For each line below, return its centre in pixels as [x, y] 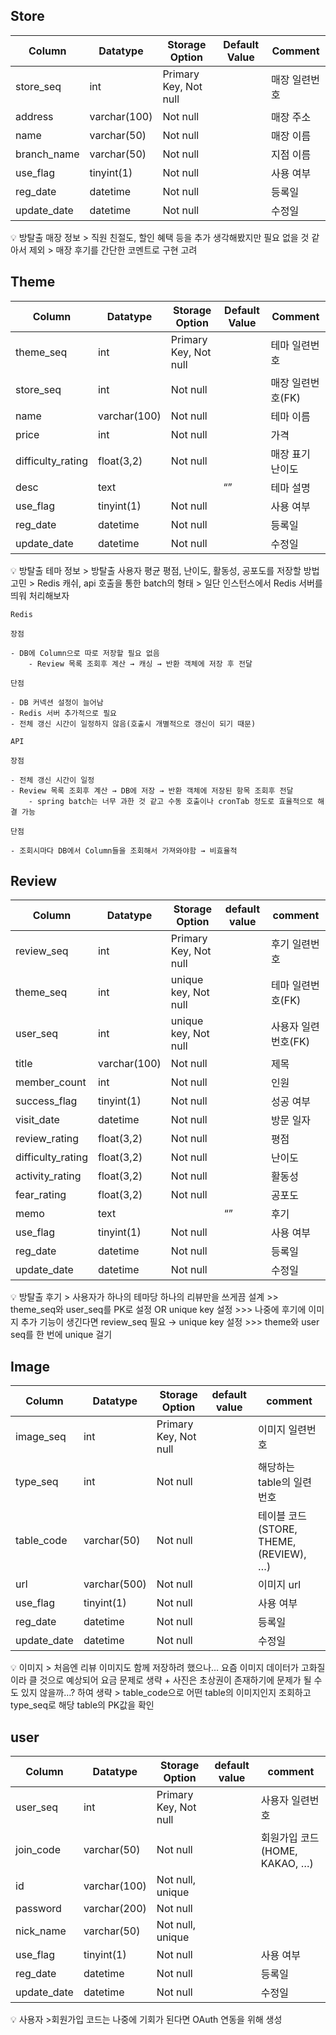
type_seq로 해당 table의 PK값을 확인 [82, 1705]
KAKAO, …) [287, 1864]
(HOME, [279, 1851]
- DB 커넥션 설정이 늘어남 [57, 702]
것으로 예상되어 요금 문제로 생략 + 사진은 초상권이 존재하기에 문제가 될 [175, 1680]
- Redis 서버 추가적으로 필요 [64, 713]
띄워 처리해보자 [40, 595]
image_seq [41, 1437]
